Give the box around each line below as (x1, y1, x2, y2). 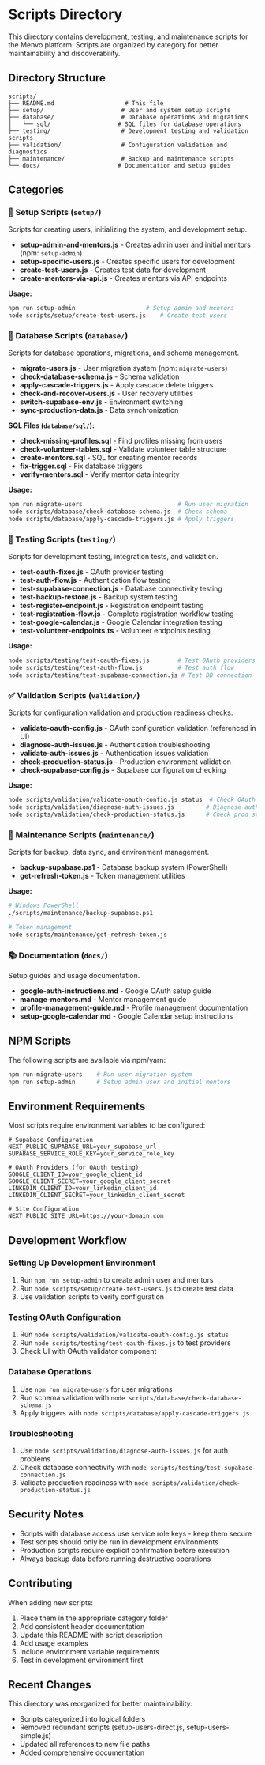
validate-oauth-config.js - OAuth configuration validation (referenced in (19, 724, 256, 733)
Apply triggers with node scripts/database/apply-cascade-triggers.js (19, 1408, 250, 1417)
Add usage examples (19, 1638, 88, 1648)
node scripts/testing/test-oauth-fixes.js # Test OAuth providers (8, 656, 256, 665)
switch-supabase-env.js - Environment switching (19, 397, 184, 406)
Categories (8, 183, 65, 197)
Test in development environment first (19, 1655, 144, 1665)
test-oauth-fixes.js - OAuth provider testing (19, 567, 164, 576)
